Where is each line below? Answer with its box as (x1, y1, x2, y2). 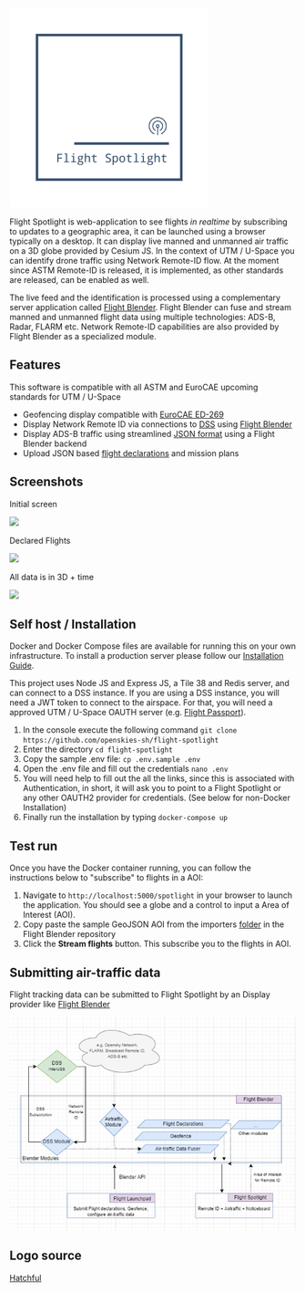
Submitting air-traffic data (9, 964, 161, 980)
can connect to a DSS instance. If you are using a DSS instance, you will (9, 687, 280, 699)
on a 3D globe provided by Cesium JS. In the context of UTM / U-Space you (9, 245, 295, 256)
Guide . (9, 660, 35, 672)
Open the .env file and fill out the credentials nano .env (22, 764, 229, 775)
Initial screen (9, 498, 57, 509)
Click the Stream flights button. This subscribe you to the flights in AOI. (22, 938, 291, 950)
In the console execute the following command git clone (22, 724, 238, 735)
